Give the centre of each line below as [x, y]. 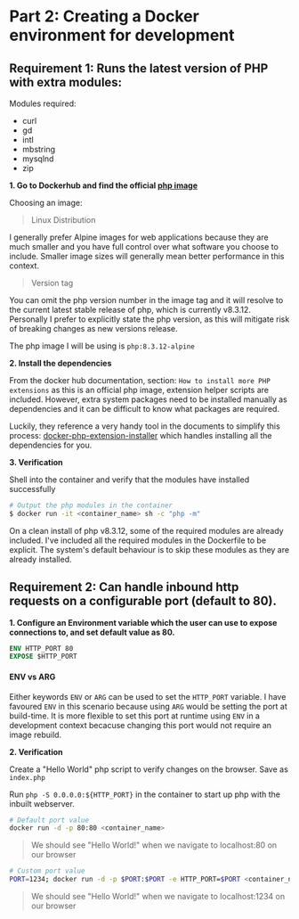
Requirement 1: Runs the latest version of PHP [139, 68]
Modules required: [43, 103]
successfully [32, 489]
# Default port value [49, 820]
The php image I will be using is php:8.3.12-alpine [102, 346]
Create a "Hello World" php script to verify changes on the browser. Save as [149, 769]
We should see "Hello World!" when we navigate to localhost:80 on [154, 845]
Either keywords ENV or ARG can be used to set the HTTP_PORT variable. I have [148, 696]
